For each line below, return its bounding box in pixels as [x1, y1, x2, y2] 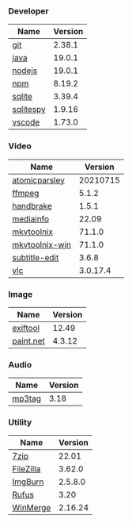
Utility [8, 417, 32, 428]
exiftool [12, 322, 40, 333]
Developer [8, 6, 49, 17]
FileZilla [12, 463, 41, 475]
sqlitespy [12, 104, 46, 115]
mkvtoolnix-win [12, 239, 72, 250]
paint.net [12, 335, 45, 346]
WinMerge [12, 502, 51, 513]
